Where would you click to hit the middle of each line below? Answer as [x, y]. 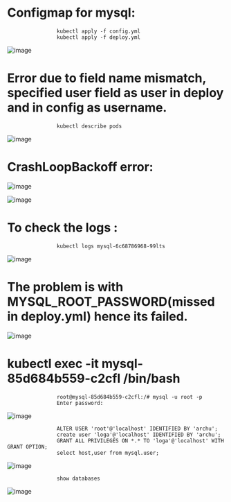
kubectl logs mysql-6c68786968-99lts [111, 246]
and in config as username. [87, 108]
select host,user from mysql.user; [108, 453]
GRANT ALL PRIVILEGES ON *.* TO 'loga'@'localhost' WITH [140, 441]
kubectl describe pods [89, 126]
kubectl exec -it [53, 364]
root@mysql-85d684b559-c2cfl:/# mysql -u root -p [129, 397]
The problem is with [65, 287]
